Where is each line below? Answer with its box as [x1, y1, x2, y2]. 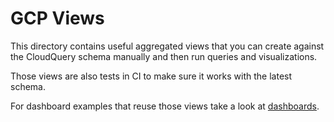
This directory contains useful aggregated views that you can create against [10, 40, 325, 52]
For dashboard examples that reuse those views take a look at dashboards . [10, 100, 320, 112]
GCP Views [10, 7, 105, 30]
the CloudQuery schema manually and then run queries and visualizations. [10, 50, 318, 62]
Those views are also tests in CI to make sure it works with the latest [10, 70, 293, 82]
